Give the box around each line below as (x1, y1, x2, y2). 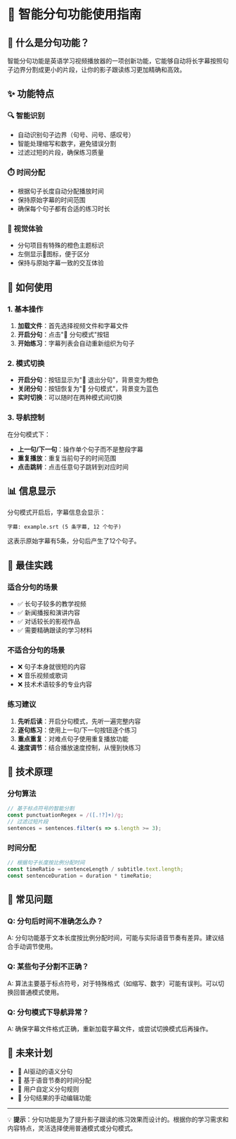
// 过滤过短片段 (7, 818, 48, 826)
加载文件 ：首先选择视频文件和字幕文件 (17, 321, 129, 329)
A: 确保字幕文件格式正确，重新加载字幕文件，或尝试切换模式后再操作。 (7, 1025, 212, 1033)
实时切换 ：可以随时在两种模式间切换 (17, 394, 123, 402)
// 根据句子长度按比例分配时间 (7, 860, 86, 867)
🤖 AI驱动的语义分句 (17, 1067, 73, 1076)
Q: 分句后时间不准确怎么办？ (7, 917, 104, 926)
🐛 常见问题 (7, 893, 53, 905)
